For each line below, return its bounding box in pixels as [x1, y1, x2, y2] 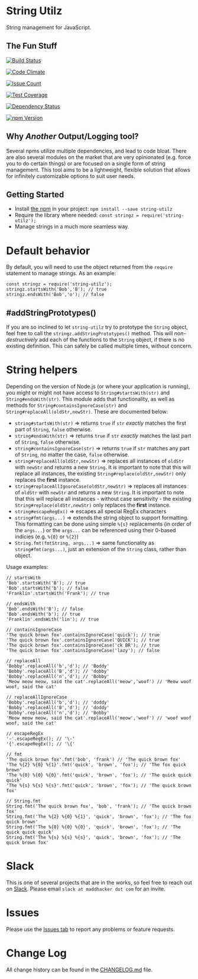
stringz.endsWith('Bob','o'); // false [6, 292, 105, 298]
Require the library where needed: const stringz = [14, 212, 139, 219]
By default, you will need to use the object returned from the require [6, 263, 173, 271]
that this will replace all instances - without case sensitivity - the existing [14, 495, 191, 503]
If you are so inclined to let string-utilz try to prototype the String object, [6, 323, 188, 330]
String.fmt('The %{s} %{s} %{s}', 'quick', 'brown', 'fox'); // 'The [6, 835, 181, 841]
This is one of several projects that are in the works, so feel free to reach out [6, 879, 192, 886]
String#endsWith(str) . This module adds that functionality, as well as [6, 396, 175, 403]
